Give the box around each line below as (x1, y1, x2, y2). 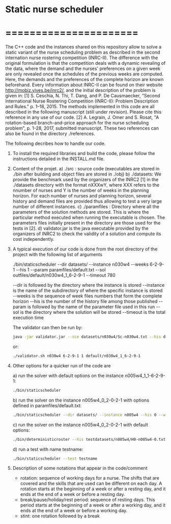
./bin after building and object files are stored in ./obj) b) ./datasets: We (12, 171, 162, 177)
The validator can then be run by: (12, 325, 83, 331)
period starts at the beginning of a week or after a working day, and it (20, 502, 166, 508)
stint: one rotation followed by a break (20, 513, 100, 519)
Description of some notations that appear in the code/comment (12, 465, 148, 471)
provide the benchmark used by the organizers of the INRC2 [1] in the (12, 177, 159, 183)
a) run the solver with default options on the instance (12, 372, 124, 379)
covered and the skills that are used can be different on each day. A (20, 481, 162, 487)
